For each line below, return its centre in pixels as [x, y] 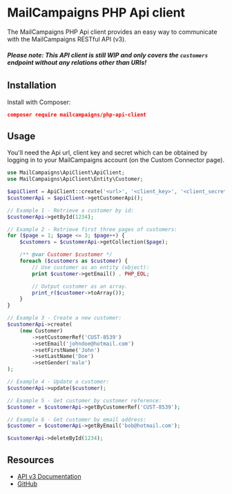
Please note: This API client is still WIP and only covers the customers [108, 55]
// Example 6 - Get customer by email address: [77, 419]
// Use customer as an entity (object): [91, 267]
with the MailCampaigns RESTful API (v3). [67, 39]
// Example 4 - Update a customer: [58, 382]
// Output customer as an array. [80, 286]
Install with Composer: [39, 102]
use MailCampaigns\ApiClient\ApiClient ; [66, 173]
